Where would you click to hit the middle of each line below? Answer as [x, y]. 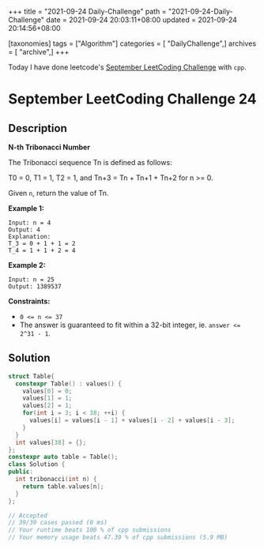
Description [38, 128]
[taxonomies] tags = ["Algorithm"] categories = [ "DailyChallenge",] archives [132, 43]
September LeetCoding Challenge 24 [132, 99]
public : [21, 472]
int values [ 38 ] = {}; [51, 442]
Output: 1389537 [35, 287]
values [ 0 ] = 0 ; [47, 391]
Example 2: [27, 265]
